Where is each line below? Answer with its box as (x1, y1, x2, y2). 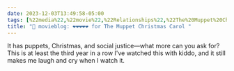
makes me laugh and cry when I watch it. (7, 57, 125, 65)
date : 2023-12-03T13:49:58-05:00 (7, 10, 104, 17)
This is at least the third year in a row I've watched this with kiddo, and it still (7, 49, 226, 57)
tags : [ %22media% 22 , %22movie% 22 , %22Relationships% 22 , (7, 17, 167, 23)
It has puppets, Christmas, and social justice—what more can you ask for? (7, 42, 220, 50)
